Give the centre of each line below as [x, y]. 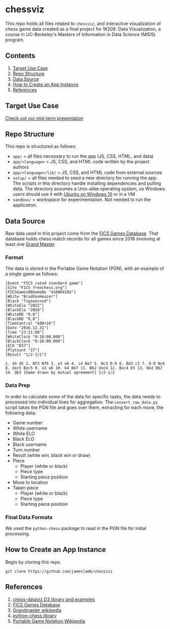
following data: [21, 413]
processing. [18, 534]
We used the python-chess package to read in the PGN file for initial [76, 529]
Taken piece [25, 488]
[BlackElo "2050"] [25, 310]
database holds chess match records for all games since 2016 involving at [83, 239]
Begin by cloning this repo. [33, 562]
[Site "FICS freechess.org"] [36, 288]
